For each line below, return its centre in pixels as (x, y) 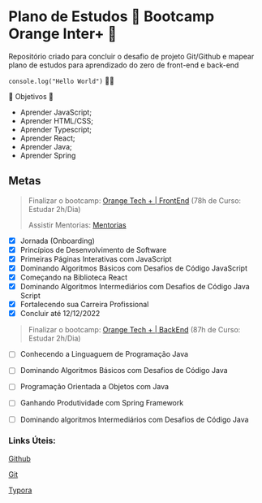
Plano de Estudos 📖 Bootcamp (112, 17)
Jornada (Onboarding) (58, 241)
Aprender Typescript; (56, 129)
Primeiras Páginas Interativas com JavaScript (96, 258)
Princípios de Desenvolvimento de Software (93, 249)
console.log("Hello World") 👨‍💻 (62, 80)
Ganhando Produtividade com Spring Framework (102, 403)
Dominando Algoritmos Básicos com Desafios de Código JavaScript (133, 268)
